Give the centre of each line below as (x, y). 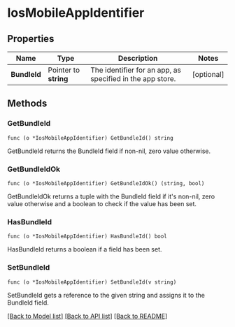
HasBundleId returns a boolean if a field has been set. (85, 249)
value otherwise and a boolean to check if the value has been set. (102, 203)
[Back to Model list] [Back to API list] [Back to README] (87, 316)
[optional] (208, 74)
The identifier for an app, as (136, 70)
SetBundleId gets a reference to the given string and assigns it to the (106, 295)
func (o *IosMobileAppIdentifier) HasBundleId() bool (87, 237)
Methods (27, 104)
